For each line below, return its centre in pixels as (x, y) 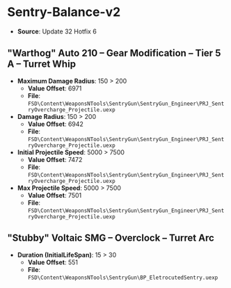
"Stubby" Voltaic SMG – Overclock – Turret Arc (111, 238)
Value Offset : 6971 (55, 88)
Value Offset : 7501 (55, 195)
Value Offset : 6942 (55, 124)
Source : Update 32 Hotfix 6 (57, 31)
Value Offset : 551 (53, 262)
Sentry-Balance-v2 (64, 12)
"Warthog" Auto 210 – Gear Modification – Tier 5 (114, 53)
